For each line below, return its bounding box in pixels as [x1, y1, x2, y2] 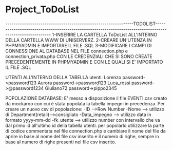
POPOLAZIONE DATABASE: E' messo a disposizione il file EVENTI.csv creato [5, 95, 167, 101]
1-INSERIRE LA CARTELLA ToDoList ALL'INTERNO [52, 31, 158, 38]
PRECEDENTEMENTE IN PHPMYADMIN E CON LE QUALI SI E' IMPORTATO [5, 59, 163, 65]
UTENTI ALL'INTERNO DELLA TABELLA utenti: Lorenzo [5, 74, 122, 80]
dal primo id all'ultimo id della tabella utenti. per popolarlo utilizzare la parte [5, 122, 164, 128]
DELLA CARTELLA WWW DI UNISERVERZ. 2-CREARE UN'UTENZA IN [5, 37, 152, 43]
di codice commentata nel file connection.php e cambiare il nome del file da [5, 127, 166, 134]
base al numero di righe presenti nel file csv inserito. [5, 139, 117, 145]
